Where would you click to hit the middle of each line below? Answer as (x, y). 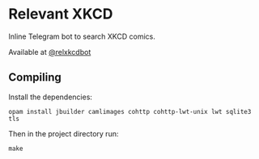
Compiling (35, 77)
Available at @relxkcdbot (50, 52)
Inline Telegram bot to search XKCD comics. (82, 36)
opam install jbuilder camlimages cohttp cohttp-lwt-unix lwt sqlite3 (130, 111)
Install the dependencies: (51, 97)
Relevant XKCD (61, 14)
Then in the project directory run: (64, 133)
